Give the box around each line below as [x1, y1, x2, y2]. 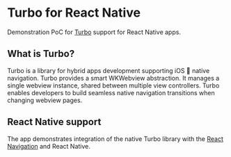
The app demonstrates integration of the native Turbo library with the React [7, 134, 224, 143]
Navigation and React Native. [7, 142, 90, 150]
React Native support [7, 116, 102, 128]
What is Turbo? [7, 48, 75, 60]
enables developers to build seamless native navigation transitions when [7, 88, 215, 97]
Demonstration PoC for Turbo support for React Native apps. [7, 28, 181, 36]
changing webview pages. [7, 96, 83, 104]
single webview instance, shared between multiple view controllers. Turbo [7, 81, 220, 90]
